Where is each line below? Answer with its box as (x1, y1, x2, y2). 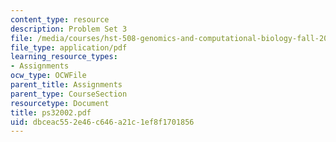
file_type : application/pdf (10, 42, 128, 53)
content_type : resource (10, 14, 110, 25)
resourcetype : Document (10, 98, 110, 108)
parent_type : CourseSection (10, 89, 128, 99)
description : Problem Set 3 (10, 24, 128, 34)
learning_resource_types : (10, 52, 118, 62)
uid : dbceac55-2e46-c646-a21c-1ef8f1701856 (10, 117, 195, 127)
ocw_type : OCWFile (10, 71, 87, 81)
